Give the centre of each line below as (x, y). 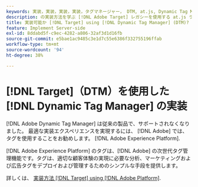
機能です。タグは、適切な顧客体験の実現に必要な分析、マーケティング (96, 158)
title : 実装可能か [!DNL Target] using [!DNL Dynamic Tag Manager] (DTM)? (98, 22)
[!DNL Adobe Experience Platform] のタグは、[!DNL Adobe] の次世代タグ (95, 151)
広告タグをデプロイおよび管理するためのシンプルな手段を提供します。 (96, 165)
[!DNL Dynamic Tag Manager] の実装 (97, 106)
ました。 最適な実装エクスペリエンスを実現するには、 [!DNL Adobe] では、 (97, 131)
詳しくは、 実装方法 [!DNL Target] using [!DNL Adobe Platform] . (84, 178)
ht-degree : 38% (25, 55)
